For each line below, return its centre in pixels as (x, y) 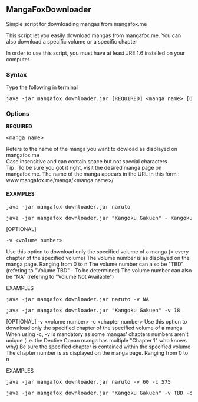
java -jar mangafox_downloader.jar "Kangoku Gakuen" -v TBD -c (99, 393)
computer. (19, 59)
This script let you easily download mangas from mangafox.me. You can (94, 35)
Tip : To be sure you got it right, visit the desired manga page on (84, 168)
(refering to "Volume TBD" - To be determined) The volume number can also (99, 270)
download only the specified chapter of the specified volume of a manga (94, 328)
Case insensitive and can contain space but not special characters (87, 162)
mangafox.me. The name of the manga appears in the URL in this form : (93, 174)
